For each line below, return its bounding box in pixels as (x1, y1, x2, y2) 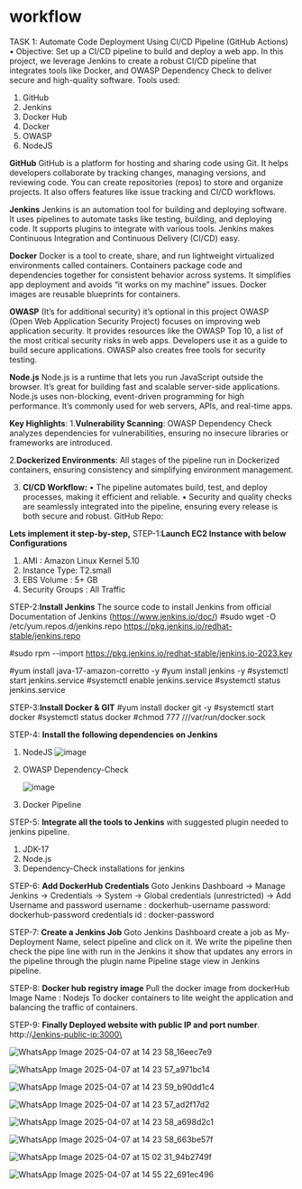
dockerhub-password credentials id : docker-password (9, 909, 215, 920)
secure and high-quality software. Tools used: (9, 74, 180, 85)
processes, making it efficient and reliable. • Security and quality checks (22, 491, 293, 502)
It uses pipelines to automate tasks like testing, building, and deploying (9, 213, 272, 224)
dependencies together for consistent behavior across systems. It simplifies (9, 269, 291, 280)
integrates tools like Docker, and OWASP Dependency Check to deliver (9, 65, 272, 76)
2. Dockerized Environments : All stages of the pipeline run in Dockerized (9, 454, 280, 465)
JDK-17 (22, 843, 50, 855)
